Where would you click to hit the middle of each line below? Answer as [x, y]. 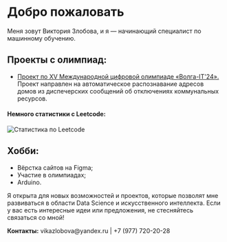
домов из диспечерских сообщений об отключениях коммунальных [118, 91]
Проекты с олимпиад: [57, 60]
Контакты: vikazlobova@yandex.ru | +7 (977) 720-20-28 [89, 230]
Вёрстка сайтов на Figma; [55, 167]
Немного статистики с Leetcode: [56, 114]
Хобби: [23, 151]
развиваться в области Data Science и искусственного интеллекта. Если [114, 203]
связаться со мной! [36, 217]
